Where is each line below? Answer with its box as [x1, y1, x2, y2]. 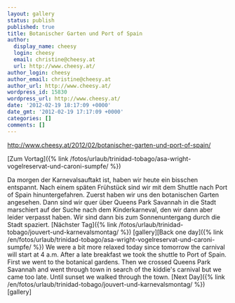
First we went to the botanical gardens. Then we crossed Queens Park [7, 257, 211, 266]
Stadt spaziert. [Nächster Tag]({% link [7, 220, 118, 228]
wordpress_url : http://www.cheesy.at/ [7, 96, 121, 103]
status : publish [7, 17, 55, 24]
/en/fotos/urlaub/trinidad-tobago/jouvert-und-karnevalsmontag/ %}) [7, 280, 206, 288]
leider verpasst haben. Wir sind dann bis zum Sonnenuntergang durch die [7, 212, 221, 221]
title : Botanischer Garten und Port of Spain [7, 30, 142, 37]
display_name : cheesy [13, 43, 77, 50]
